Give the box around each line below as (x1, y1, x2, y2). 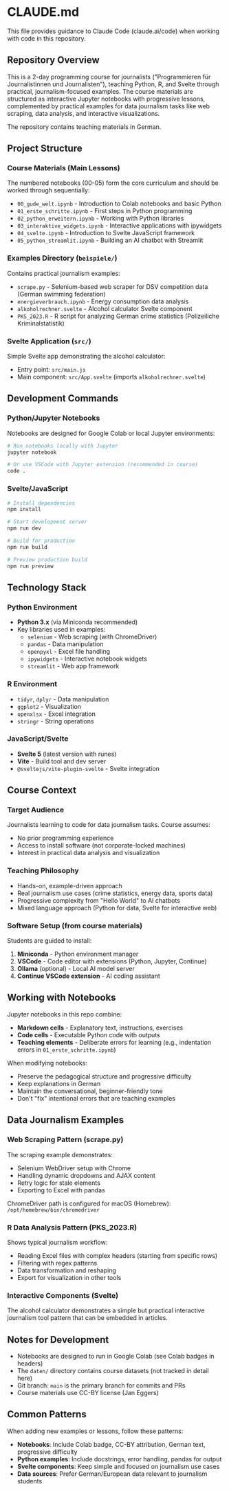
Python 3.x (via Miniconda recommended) (17, 618, 138, 626)
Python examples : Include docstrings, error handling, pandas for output (17, 1454, 222, 1463)
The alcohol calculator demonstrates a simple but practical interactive (7, 1306, 205, 1314)
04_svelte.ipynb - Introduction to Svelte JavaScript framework (17, 229, 195, 237)
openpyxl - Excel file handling (27, 648, 111, 656)
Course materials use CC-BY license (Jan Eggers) (17, 1388, 160, 1397)
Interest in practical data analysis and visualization (17, 849, 160, 857)
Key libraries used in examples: (17, 626, 106, 634)
